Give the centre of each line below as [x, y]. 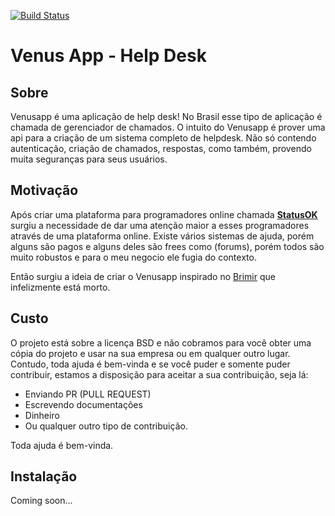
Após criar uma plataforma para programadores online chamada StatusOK [164, 214]
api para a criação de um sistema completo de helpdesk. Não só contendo [163, 138]
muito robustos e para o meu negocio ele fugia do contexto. [133, 257]
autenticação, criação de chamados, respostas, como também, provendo [161, 148]
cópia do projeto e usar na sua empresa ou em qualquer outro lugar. [150, 353]
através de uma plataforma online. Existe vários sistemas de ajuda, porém [162, 236]
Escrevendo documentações [83, 404]
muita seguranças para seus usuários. [89, 159]
